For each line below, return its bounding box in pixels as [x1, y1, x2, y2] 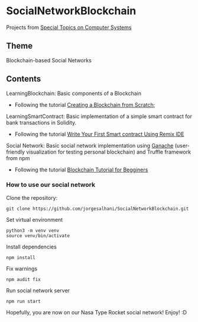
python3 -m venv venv [6, 227, 60, 234]
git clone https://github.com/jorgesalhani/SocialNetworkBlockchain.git [6, 206, 189, 212]
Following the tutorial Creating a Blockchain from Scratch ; [14, 101, 155, 108]
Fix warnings [6, 265, 37, 272]
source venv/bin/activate [6, 232, 70, 238]
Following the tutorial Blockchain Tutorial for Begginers [14, 166, 148, 173]
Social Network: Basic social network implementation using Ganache [6, 142, 174, 149]
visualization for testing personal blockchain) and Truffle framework [26, 148, 191, 155]
